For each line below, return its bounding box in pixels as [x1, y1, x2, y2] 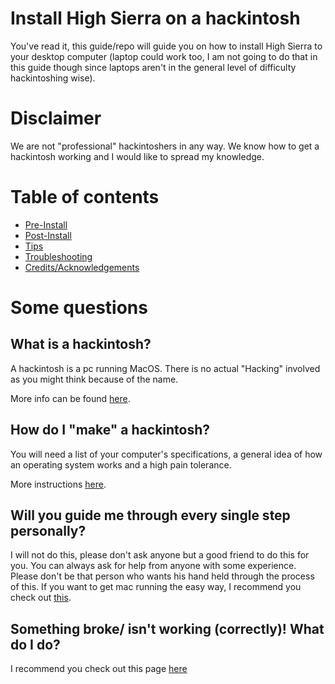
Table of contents [10, 186, 160, 209]
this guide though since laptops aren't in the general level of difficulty [10, 61, 297, 73]
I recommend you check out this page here [10, 663, 188, 675]
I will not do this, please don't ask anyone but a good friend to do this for [10, 549, 310, 561]
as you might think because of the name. [10, 373, 179, 385]
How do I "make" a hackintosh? [10, 422, 211, 439]
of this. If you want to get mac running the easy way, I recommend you [10, 581, 302, 593]
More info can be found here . [10, 392, 131, 404]
